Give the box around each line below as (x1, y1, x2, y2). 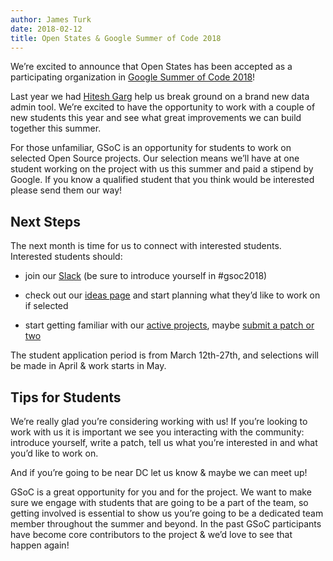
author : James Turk (10, 14, 92, 25)
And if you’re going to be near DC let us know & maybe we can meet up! (10, 467, 308, 478)
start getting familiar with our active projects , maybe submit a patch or (24, 319, 315, 331)
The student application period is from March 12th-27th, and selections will (10, 349, 319, 361)
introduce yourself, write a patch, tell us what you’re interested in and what (10, 437, 318, 448)
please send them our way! (10, 184, 123, 196)
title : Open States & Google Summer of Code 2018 (10, 33, 222, 43)
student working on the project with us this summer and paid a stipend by (10, 163, 314, 175)
